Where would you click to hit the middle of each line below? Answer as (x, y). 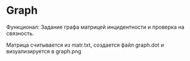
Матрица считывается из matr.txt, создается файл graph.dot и (85, 45)
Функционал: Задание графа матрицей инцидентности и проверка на (95, 27)
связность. (20, 33)
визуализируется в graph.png (44, 51)
